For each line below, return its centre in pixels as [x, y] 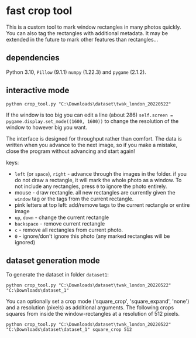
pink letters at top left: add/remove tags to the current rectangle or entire [102, 205]
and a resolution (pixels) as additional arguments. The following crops [90, 308]
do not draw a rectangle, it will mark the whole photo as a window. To [98, 180]
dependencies [33, 58]
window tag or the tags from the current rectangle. [74, 199]
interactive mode [38, 91]
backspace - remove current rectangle [60, 223]
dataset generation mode [53, 260]
